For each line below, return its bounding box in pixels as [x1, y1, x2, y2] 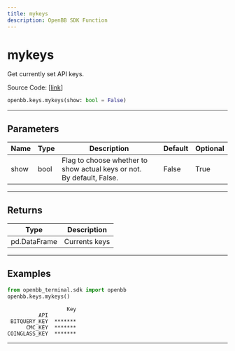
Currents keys [64, 236, 111, 246]
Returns [7, 204, 43, 216]
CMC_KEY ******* [25, 324, 77, 331]
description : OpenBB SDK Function [7, 17, 108, 24]
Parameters [7, 123, 59, 135]
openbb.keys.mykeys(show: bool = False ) [7, 97, 127, 104]
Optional [194, 144, 225, 154]
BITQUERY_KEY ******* [10, 317, 77, 325]
